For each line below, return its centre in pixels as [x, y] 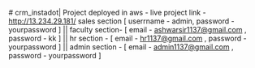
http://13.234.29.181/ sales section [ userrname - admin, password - [121, 21]
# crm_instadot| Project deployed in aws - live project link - [107, 13]
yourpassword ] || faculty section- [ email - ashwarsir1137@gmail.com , [127, 30]
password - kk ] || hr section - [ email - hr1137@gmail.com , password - [127, 38]
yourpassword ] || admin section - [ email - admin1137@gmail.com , [121, 47]
